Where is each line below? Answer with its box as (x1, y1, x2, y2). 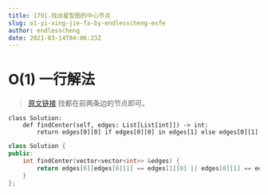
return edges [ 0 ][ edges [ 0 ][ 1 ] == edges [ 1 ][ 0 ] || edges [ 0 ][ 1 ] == (37, 164, 252, 172)
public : (8, 150, 34, 158)
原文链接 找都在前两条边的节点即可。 (27, 99, 149, 108)
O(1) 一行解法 (8, 71, 96, 88)
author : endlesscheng (8, 26, 81, 34)
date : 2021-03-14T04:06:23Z (8, 33, 102, 42)
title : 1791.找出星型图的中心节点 (8, 11, 111, 20)
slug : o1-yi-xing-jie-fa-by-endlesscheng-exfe (8, 19, 166, 27)
